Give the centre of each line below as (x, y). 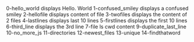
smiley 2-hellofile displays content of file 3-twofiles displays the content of (97, 14)
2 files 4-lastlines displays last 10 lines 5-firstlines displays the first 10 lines (97, 20)
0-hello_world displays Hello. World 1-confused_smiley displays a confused (98, 8)
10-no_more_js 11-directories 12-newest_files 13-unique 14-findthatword (93, 33)
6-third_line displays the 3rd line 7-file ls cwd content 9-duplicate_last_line (96, 26)
